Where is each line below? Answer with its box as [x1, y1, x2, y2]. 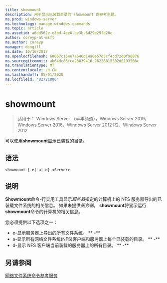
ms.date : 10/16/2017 [5, 49, 48, 54]
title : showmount [5, 7, 41, 12]
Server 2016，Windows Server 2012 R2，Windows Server [37, 122, 157, 128]
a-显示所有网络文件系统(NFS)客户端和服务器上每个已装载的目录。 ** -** [12, 236, 161, 242]
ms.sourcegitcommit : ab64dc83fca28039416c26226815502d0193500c [5, 58, 140, 63]
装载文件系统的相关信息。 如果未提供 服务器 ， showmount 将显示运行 [5, 203, 147, 209]
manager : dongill [5, 44, 41, 49]
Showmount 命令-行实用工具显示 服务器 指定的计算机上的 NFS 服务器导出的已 [5, 196, 162, 202]
